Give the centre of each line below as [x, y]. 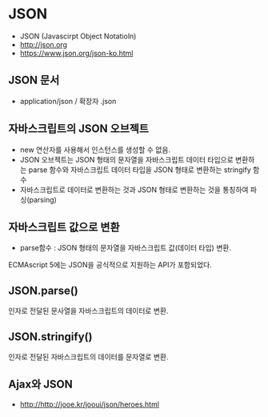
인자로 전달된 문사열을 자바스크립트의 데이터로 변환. [88, 311]
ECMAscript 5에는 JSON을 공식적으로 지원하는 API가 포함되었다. [110, 265]
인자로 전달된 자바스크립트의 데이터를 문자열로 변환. [88, 357]
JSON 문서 [34, 80]
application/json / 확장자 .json [68, 101]
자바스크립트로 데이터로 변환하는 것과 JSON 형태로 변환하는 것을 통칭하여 [134, 190]
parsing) [43, 199]
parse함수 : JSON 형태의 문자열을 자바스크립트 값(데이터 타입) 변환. [126, 248]
